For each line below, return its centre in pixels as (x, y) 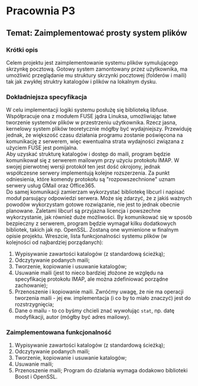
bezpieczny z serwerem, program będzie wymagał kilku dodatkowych (91, 223)
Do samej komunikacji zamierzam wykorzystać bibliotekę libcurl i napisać (95, 192)
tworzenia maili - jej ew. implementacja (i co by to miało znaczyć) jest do (103, 298)
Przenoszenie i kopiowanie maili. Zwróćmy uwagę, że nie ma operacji (99, 292)
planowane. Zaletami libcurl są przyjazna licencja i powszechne (84, 211)
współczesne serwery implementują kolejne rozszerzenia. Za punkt (88, 173)
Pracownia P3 (41, 11)
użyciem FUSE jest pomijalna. (42, 148)
